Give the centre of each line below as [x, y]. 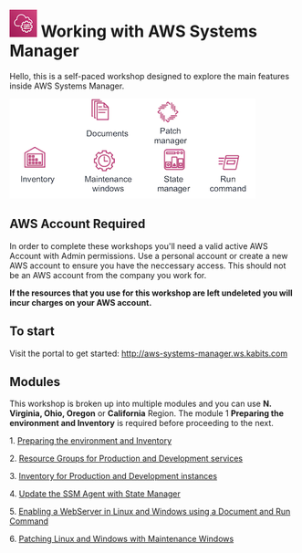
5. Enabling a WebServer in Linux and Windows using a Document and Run [150, 512]
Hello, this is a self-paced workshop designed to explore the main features [150, 76]
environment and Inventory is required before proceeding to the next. [141, 423]
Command [29, 521]
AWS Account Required [78, 224]
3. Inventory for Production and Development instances [113, 476]
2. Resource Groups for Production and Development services [126, 459]
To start [32, 332]
